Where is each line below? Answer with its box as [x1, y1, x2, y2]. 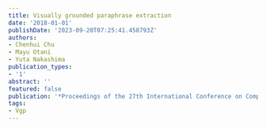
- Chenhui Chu [8, 41, 55, 49]
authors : [8, 33, 37, 42]
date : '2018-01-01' [8, 19, 73, 27]
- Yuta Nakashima [8, 56, 66, 64]
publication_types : [8, 63, 73, 71]
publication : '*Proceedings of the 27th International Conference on [8, 92, 243, 100]
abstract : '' [8, 77, 51, 85]
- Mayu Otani [8, 48, 51, 56]
